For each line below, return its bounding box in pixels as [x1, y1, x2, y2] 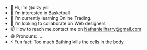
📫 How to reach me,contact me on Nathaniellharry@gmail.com [10, 26, 142, 32]
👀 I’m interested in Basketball [10, 10, 70, 16]
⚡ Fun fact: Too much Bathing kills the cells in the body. [10, 39, 125, 45]
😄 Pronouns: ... [10, 33, 43, 39]
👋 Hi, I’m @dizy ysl [10, 5, 49, 10]
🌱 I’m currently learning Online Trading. [10, 15, 92, 21]
